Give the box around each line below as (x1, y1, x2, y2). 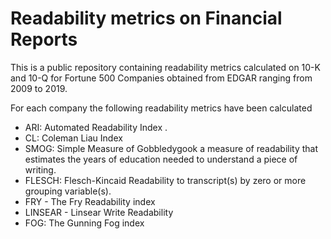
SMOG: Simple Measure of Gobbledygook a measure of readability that (24, 142, 319, 154)
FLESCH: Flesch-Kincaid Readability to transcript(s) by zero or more (24, 174, 307, 186)
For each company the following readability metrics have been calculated (10, 102, 313, 114)
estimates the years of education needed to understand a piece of (24, 153, 298, 165)
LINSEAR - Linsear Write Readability (24, 206, 174, 218)
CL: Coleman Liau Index (24, 132, 123, 144)
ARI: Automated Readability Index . (24, 121, 168, 133)
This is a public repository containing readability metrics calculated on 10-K (10, 61, 321, 73)
